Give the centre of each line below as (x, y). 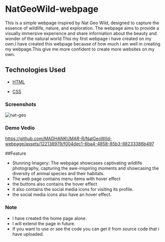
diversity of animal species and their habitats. (58, 174)
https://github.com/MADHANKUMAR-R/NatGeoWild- (59, 139)
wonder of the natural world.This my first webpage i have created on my (78, 39)
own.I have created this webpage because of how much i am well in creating (83, 44)
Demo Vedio (20, 128)
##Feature (16, 153)
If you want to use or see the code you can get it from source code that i (86, 229)
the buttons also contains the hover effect (55, 184)
